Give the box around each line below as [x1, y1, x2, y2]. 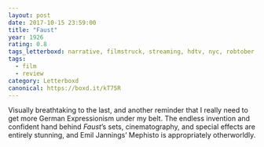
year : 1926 [8, 33, 44, 41]
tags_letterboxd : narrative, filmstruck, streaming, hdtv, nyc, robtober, [8, 48, 258, 56]
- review [15, 70, 44, 77]
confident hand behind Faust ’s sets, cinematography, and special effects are [8, 122, 255, 131]
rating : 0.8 [8, 41, 47, 48]
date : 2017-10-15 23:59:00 [8, 19, 97, 27]
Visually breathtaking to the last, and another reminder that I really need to [8, 106, 249, 115]
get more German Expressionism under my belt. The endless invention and [8, 114, 250, 124]
